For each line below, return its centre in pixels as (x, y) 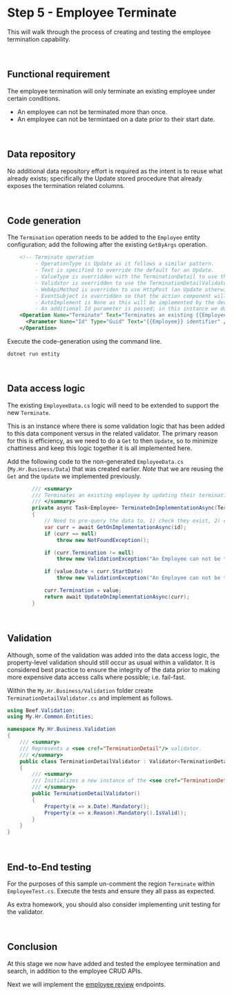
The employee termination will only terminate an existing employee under (112, 91)
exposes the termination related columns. (66, 185)
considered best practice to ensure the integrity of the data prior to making (114, 669)
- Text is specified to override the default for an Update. (125, 270)
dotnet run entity (33, 354)
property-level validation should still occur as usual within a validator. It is (111, 662)
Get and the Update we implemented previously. (74, 476)
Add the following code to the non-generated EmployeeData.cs (96, 461)
